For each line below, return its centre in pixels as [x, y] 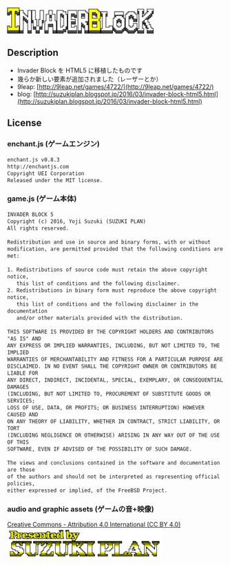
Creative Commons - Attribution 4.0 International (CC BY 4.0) [94, 524]
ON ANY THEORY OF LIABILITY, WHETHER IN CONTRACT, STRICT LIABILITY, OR [114, 422]
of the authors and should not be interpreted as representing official [114, 477]
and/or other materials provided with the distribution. [100, 318]
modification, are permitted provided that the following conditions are [115, 249]
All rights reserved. [38, 228]
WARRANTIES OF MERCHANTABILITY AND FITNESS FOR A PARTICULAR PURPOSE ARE [115, 359]
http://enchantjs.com [38, 166]
